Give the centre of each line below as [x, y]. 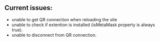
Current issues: [29, 8]
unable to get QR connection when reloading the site [64, 19]
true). [17, 30]
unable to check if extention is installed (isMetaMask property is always [83, 25]
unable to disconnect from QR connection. [54, 35]
